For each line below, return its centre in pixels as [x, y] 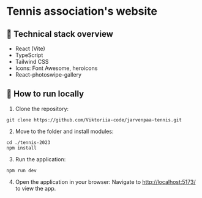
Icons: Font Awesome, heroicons [56, 68]
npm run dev [21, 170]
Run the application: [40, 159]
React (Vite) [30, 48]
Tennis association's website [82, 11]
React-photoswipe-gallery [48, 74]
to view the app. [36, 188]
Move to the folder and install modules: [64, 131]
